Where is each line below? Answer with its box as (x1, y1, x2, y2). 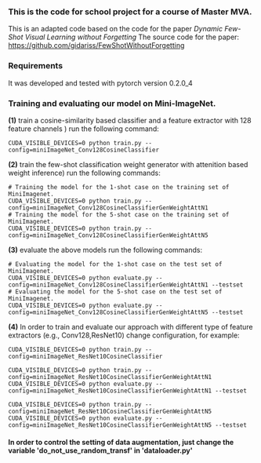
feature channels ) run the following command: (8, 124, 159, 133)
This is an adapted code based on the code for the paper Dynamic (8, 24, 223, 34)
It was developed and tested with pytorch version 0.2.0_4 (8, 78, 194, 88)
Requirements (8, 60, 63, 71)
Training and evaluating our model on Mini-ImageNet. (8, 97, 216, 108)
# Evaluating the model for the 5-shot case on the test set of (8, 287, 223, 296)
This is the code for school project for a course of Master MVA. (8, 6, 252, 17)
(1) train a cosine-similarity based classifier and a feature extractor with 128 (8, 115, 252, 125)
